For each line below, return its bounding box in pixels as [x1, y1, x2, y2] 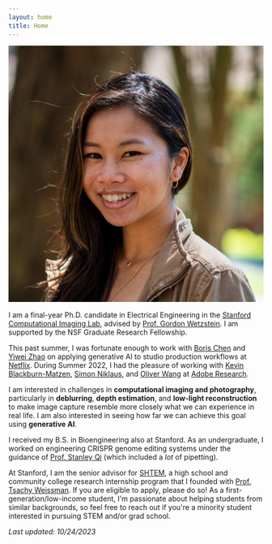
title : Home [8, 21, 49, 30]
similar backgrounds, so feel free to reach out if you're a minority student [8, 503, 253, 512]
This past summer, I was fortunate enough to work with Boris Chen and [8, 343, 246, 353]
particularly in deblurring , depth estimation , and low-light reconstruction [8, 394, 257, 404]
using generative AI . [8, 419, 77, 430]
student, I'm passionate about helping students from [87, 494, 263, 503]
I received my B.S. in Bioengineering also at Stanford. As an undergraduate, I [8, 435, 264, 445]
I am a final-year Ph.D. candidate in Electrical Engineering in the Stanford [8, 310, 252, 320]
